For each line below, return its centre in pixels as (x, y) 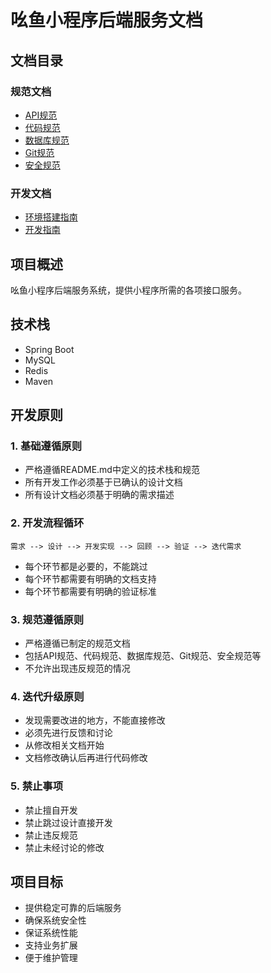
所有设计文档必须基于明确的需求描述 (99, 495)
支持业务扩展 (51, 945)
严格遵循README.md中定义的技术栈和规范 (112, 470)
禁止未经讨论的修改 (64, 847)
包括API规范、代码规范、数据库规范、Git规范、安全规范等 (143, 656)
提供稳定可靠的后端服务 (73, 908)
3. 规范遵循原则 (47, 619)
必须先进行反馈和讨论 (68, 733)
